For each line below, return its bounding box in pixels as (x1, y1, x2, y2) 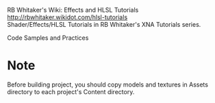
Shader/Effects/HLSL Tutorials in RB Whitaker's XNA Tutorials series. (7, 21, 201, 28)
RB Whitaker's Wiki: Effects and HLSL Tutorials (7, 6, 139, 14)
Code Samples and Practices (7, 34, 89, 42)
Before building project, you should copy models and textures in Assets (7, 80, 209, 89)
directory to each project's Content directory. (7, 87, 135, 95)
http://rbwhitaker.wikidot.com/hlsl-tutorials (7, 13, 128, 21)
